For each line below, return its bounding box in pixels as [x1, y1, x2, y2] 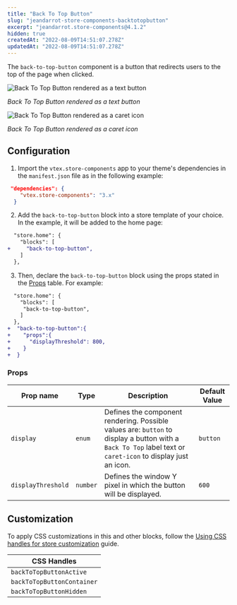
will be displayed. [104, 489, 162, 498]
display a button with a [104, 433, 180, 443]
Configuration [7, 145, 71, 157]
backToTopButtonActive [11, 568, 87, 576]
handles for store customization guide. [7, 539, 119, 548]
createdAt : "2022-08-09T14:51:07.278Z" [7, 37, 125, 44]
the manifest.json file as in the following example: [17, 171, 164, 180]
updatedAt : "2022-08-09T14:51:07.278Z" [7, 43, 125, 50]
